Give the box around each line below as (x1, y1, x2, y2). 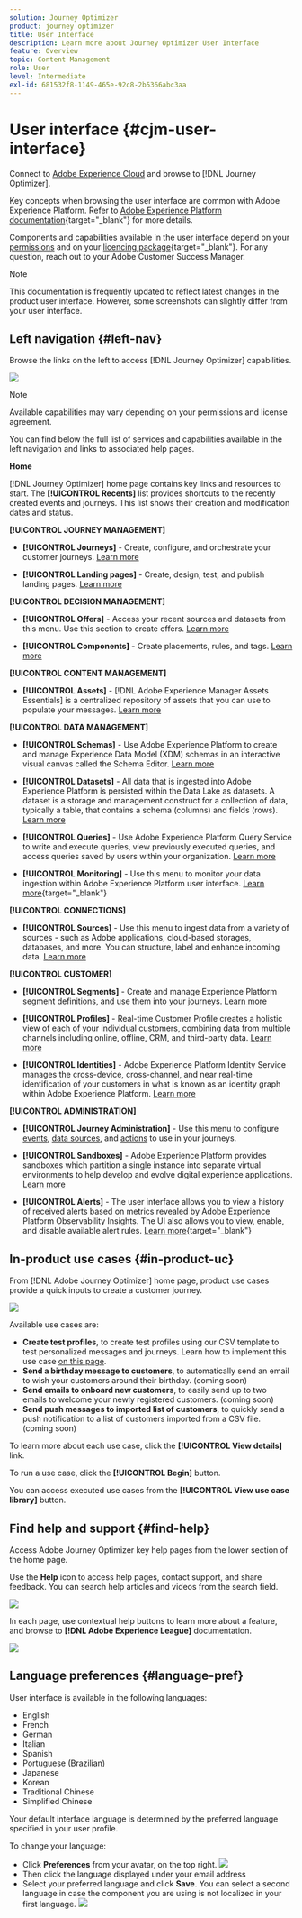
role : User (9, 64, 50, 73)
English (22, 1710, 50, 1721)
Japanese (22, 1767, 60, 1777)
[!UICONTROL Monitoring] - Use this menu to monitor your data (22, 868, 261, 879)
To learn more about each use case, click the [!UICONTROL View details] (9, 1440, 283, 1452)
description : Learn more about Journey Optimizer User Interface (9, 38, 259, 48)
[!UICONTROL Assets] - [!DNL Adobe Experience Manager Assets (22, 685, 270, 696)
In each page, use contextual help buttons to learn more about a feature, (9, 1616, 278, 1626)
